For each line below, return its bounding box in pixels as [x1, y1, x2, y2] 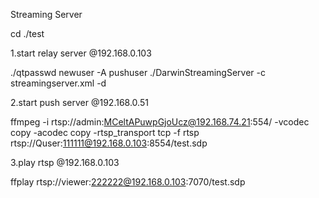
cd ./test [10, 28, 45, 39]
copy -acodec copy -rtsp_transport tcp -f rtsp [10, 127, 200, 138]
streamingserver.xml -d [10, 77, 107, 89]
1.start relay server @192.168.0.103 [10, 47, 152, 59]
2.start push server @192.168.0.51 [10, 97, 149, 108]
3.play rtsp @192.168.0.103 [10, 157, 120, 168]
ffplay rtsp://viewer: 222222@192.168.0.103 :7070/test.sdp [10, 176, 246, 188]
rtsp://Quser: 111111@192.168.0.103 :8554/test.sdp [10, 137, 208, 149]
